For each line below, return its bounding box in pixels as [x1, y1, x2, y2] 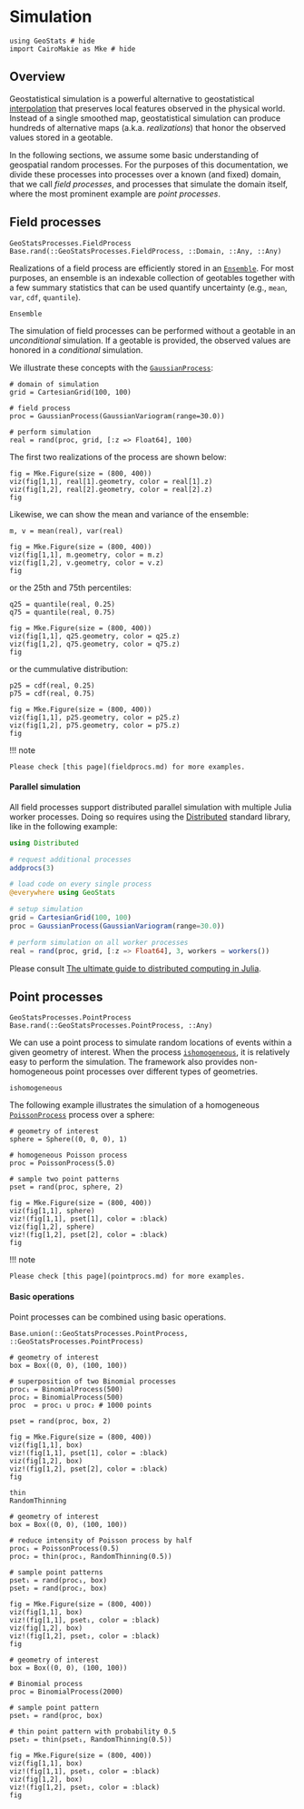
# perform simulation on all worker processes [9, 938, 189, 947]
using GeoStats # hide [9, 36, 95, 45]
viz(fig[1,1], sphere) [9, 1207, 95, 1216]
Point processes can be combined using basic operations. [9, 1312, 227, 1322]
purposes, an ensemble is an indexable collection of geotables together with [9, 272, 296, 283]
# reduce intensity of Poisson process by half [9, 1535, 193, 1545]
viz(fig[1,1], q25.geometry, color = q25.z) [9, 631, 181, 640]
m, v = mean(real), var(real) [9, 526, 124, 536]
